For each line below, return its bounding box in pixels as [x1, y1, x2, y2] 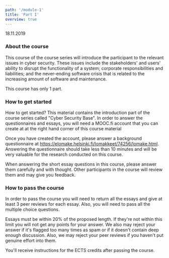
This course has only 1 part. [5, 85, 63, 92]
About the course [5, 43, 49, 50]
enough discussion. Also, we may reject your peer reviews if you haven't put [5, 232, 163, 238]
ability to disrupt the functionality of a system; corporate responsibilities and [5, 65, 163, 71]
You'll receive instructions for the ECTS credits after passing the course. [5, 247, 155, 253]
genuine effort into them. [5, 237, 57, 244]
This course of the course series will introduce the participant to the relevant [5, 54, 164, 60]
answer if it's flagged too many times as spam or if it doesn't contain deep [5, 227, 159, 233]
